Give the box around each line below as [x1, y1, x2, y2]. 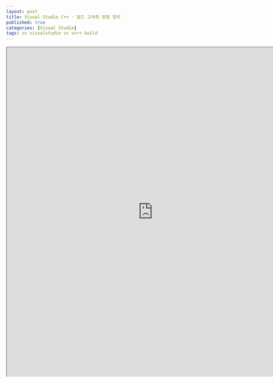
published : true [6, 19, 45, 25]
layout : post [6, 8, 38, 15]
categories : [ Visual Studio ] [6, 25, 77, 31]
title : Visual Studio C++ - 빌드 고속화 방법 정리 [6, 14, 121, 20]
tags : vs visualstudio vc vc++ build [6, 30, 98, 36]
